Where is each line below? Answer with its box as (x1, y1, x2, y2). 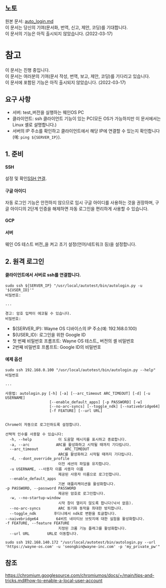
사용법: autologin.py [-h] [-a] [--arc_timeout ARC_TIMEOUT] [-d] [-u (5, 391, 151, 396)
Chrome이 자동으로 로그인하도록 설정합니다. (5, 422, 82, 427)
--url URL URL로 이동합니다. (9, 531, 79, 536)
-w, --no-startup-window (9, 495, 61, 500)
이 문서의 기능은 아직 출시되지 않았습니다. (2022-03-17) (5, 31, 113, 37)
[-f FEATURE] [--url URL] (49, 408, 103, 413)
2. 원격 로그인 (5, 257, 44, 265)
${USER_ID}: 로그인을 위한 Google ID (12, 332, 86, 337)
